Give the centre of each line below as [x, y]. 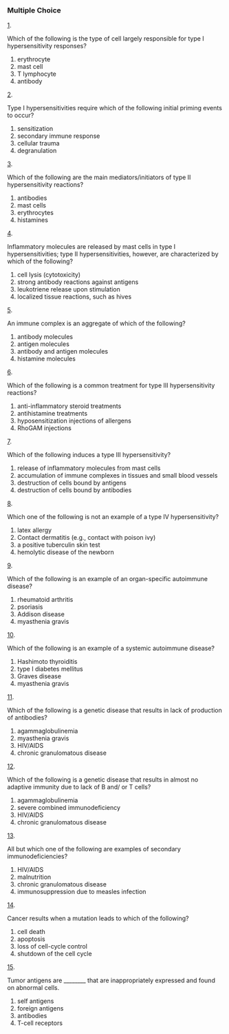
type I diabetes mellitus [50, 669]
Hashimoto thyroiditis [47, 662]
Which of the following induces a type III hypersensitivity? [89, 455]
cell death [31, 932]
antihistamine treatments [52, 414]
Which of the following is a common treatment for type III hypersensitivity [111, 385]
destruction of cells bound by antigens [72, 483]
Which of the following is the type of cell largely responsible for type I [106, 39]
